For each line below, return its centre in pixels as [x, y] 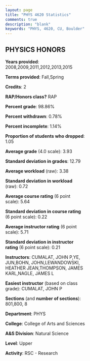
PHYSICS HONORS [35, 50]
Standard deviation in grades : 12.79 [43, 161]
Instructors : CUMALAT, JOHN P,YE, [43, 257]
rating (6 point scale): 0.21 [33, 247]
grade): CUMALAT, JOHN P [34, 288]
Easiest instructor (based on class [41, 283]
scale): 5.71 [17, 232]
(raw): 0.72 [17, 186]
